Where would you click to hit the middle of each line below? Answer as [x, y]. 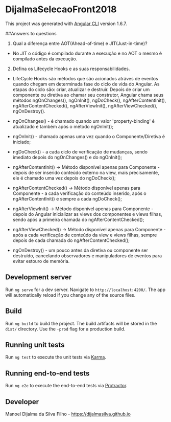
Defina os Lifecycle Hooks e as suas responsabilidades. [71, 69]
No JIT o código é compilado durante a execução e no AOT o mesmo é [87, 53]
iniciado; [22, 142]
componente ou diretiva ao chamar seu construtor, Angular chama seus [88, 95]
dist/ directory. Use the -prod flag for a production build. [65, 329]
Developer [22, 402]
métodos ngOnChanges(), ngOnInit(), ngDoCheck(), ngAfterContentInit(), [89, 100]
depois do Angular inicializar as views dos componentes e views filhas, [87, 214]
